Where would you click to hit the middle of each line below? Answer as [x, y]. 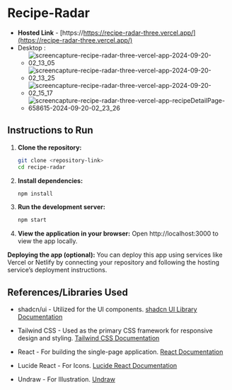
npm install [35, 194]
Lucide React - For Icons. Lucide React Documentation [97, 366]
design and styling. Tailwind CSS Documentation [88, 338]
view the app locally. [47, 241]
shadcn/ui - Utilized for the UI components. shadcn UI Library [107, 309]
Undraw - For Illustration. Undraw [66, 379]
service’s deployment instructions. [57, 270]
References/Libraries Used [68, 292]
